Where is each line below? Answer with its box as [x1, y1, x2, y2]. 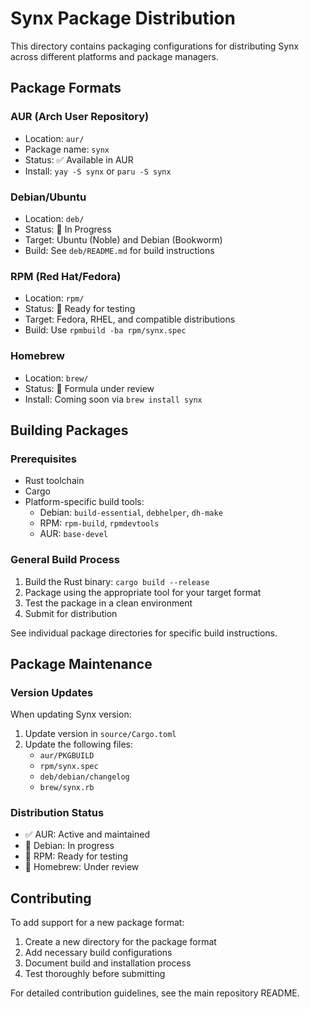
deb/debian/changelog [39, 772, 130, 782]
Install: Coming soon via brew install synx [24, 393, 203, 405]
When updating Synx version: [10, 708, 132, 721]
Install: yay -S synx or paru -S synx [24, 165, 172, 177]
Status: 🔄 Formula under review [24, 382, 155, 394]
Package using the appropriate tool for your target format [24, 586, 262, 598]
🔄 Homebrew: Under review [24, 861, 140, 873]
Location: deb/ [24, 212, 85, 224]
